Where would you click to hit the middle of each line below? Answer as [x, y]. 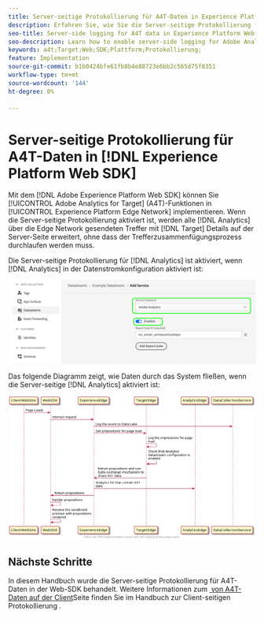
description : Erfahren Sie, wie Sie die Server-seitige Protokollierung [130, 25]
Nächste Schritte [50, 562]
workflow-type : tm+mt [44, 75]
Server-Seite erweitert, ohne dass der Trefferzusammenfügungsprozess [125, 237]
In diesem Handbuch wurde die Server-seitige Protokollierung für [114, 581]
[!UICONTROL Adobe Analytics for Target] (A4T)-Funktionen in [110, 203]
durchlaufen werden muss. [51, 245]
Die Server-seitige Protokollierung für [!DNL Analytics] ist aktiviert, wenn [125, 261]
